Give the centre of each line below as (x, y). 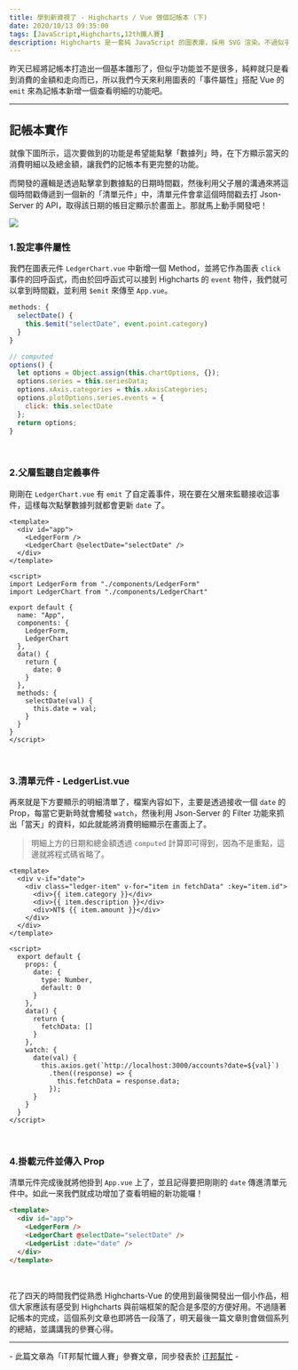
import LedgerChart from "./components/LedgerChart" (109, 592)
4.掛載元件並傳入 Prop (57, 1161)
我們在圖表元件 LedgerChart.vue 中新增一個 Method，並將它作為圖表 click (145, 269)
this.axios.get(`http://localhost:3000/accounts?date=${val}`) (160, 1066)
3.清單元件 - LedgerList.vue (70, 781)
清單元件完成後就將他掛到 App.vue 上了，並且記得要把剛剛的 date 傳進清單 (144, 1182)
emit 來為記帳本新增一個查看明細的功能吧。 (88, 91)
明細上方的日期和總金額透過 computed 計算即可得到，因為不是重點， (154, 843)
